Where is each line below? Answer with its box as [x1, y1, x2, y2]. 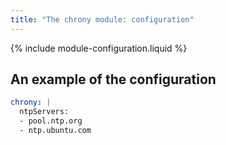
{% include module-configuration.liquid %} [10, 42, 188, 54]
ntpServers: [19, 107, 70, 117]
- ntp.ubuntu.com [19, 126, 92, 136]
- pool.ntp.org [19, 116, 83, 126]
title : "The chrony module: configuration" [10, 14, 195, 25]
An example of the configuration [10, 71, 217, 88]
